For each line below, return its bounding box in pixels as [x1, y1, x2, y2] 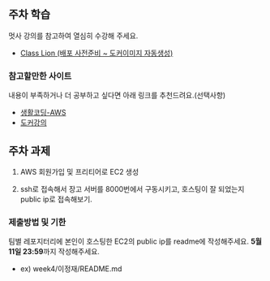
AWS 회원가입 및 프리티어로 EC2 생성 [19, 166, 139, 176]
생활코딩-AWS [19, 108, 66, 118]
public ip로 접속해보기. [19, 194, 93, 204]
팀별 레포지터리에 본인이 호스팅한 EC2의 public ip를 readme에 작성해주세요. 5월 [8, 236, 262, 246]
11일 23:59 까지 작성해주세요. [8, 247, 100, 257]
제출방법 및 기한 [8, 216, 66, 227]
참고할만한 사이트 [8, 70, 72, 81]
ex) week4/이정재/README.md [19, 264, 122, 274]
